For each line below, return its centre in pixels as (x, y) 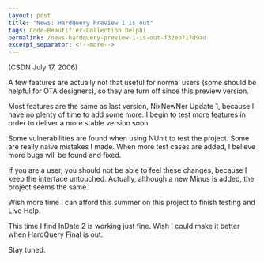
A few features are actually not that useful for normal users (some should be (132, 83)
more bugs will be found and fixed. (65, 155)
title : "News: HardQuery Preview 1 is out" (81, 23)
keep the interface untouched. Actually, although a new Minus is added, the (131, 179)
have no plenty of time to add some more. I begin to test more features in (127, 114)
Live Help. (25, 211)
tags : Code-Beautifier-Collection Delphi (77, 30)
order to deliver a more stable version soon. (79, 123)
